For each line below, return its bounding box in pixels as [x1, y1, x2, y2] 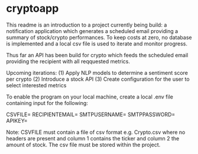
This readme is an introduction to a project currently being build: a [6, 21, 167, 28]
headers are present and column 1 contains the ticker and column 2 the [6, 135, 180, 142]
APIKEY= [6, 117, 28, 124]
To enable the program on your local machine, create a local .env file [6, 93, 173, 100]
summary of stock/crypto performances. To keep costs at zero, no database [6, 34, 192, 41]
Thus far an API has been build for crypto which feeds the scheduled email [6, 51, 189, 58]
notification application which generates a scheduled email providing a [6, 27, 178, 34]
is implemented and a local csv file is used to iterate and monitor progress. [6, 40, 188, 47]
